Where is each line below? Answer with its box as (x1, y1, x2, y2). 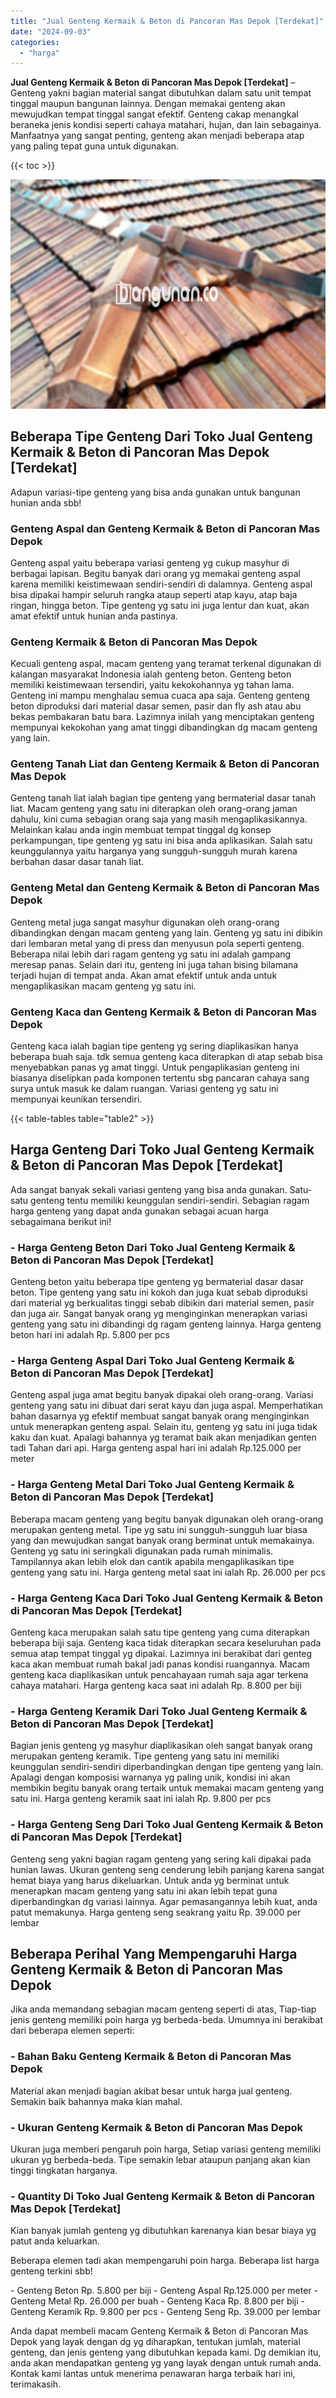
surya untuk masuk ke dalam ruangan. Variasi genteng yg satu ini (10, 1083, 279, 1095)
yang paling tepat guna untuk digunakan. (10, 140, 180, 152)
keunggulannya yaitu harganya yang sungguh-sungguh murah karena (10, 845, 298, 857)
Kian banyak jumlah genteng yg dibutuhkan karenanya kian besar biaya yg (10, 2225, 317, 2237)
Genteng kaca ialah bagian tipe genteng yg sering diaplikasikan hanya (10, 1040, 299, 1052)
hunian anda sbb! (10, 496, 82, 509)
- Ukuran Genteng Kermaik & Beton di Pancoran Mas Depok (10, 2120, 304, 2134)
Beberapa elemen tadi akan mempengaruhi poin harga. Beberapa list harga (10, 2255, 320, 2267)
